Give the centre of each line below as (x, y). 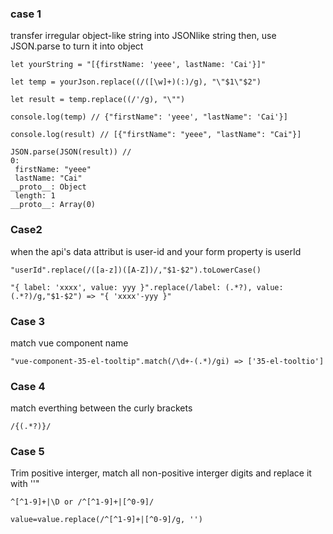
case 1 (26, 14)
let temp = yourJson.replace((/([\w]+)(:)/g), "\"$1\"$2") (136, 82)
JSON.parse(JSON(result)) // (71, 152)
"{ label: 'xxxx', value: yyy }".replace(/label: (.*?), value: (147, 287)
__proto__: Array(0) (53, 205)
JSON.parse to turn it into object (77, 46)
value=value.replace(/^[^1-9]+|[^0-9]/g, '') (106, 520)
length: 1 (35, 196)
